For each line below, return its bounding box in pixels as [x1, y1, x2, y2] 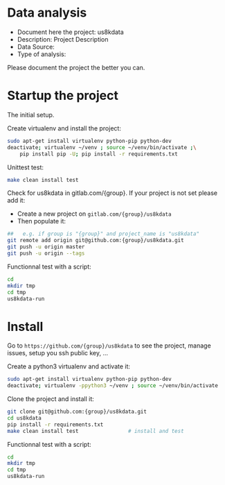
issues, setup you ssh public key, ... [7, 349, 109, 357]
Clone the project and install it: [7, 395, 95, 403]
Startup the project [7, 88, 119, 103]
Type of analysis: [17, 50, 66, 58]
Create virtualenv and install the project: [7, 124, 121, 133]
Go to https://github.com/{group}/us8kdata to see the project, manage [7, 341, 211, 350]
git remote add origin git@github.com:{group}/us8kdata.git [7, 237, 185, 244]
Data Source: [17, 42, 55, 51]
